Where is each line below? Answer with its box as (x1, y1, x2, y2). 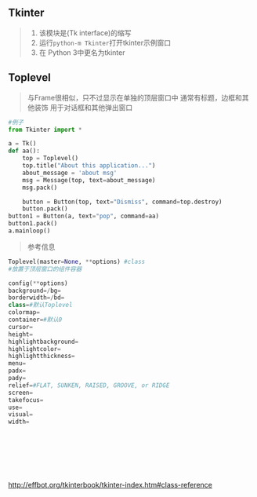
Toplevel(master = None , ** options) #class (8, 258, 146, 265)
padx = (8, 367, 26, 375)
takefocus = (8, 396, 44, 404)
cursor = (8, 323, 34, 331)
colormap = (8, 309, 41, 316)
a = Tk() (8, 140, 37, 148)
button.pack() (22, 205, 68, 213)
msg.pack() (22, 184, 58, 192)
